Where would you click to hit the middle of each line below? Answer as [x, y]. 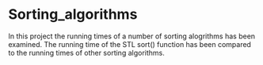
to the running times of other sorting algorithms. [86, 52]
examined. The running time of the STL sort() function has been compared [130, 44]
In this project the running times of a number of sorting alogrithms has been [132, 36]
